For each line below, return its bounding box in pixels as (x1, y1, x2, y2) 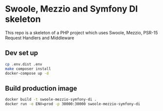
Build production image (5, 84, 77, 93)
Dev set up (5, 49, 38, 57)
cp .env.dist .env (5, 62, 42, 66)
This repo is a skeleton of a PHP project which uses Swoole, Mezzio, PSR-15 (5, 30, 158, 35)
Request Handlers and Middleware (5, 35, 74, 41)
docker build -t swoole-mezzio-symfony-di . (5, 97, 97, 102)
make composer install (5, 66, 51, 71)
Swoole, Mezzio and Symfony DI (5, 3, 138, 15)
